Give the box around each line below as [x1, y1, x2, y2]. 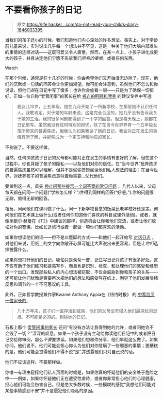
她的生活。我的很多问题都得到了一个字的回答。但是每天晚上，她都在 [21, 115, 158, 122]
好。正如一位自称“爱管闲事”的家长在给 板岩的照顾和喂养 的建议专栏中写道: [5, 93, 153, 99]
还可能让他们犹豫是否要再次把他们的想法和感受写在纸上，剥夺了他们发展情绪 [5, 275, 158, 281]
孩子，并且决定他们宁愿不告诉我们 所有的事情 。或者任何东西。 [13, 55, 137, 61]
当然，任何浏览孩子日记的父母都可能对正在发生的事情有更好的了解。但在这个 [5, 154, 158, 161]
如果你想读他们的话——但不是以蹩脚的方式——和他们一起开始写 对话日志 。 [5, 234, 156, 240]
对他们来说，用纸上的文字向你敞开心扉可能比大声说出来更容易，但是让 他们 [5, 240, 154, 246]
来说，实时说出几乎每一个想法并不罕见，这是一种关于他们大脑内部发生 [17, 43, 158, 49]
